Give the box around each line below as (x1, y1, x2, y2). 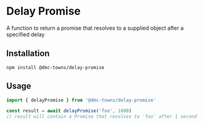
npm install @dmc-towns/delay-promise (6, 64, 105, 70)
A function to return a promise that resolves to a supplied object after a (6, 24, 184, 32)
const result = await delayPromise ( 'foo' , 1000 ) (6, 108, 132, 114)
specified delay (6, 30, 45, 38)
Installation (6, 49, 50, 59)
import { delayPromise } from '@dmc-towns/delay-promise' (6, 97, 156, 103)
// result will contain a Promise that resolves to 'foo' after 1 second (6, 113, 198, 120)
